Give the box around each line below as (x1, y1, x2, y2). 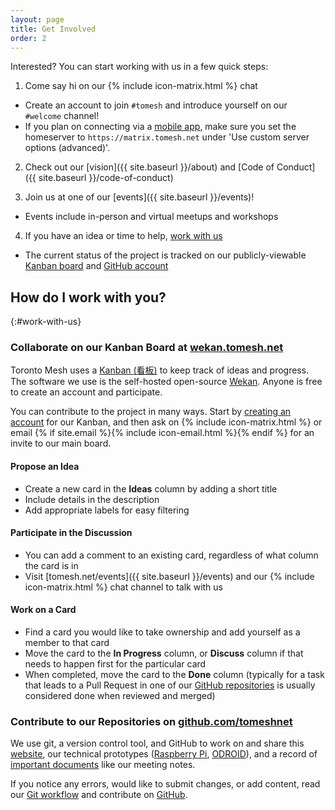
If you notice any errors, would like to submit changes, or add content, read (10, 778, 321, 790)
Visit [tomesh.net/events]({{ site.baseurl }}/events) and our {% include (24, 570, 315, 582)
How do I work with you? (10, 289, 167, 306)
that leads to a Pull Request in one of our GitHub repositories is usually (24, 679, 316, 691)
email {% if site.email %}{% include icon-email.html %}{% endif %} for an (10, 427, 315, 439)
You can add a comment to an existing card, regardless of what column (24, 549, 319, 561)
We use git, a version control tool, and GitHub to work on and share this (10, 737, 305, 750)
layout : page (10, 14, 65, 25)
